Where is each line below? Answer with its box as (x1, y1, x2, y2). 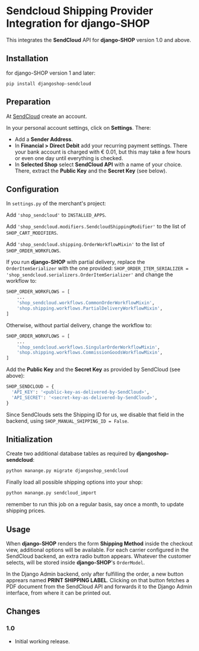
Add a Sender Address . (14, 135, 73, 143)
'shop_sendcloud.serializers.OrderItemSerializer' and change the (6, 271, 174, 278)
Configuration (6, 184, 59, 194)
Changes (6, 607, 40, 617)
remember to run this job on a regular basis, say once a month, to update (6, 501, 184, 508)
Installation (6, 53, 49, 63)
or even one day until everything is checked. (14, 154, 123, 161)
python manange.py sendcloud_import (6, 490, 97, 496)
